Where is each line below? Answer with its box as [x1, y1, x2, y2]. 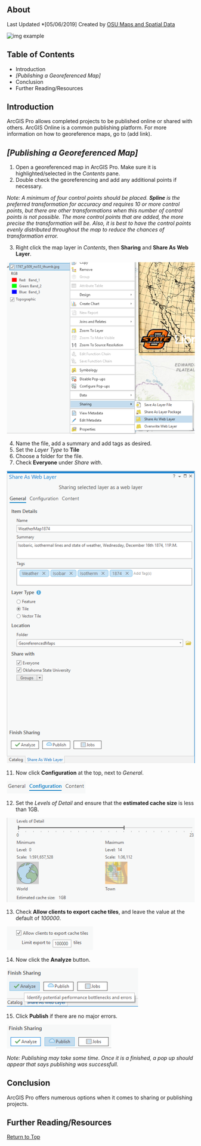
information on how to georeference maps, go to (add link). [7, 130, 152, 138]
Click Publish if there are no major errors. [15, 1012, 118, 1019]
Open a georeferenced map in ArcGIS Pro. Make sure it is [15, 164, 157, 171]
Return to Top [7, 1133, 41, 1141]
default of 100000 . [15, 915, 61, 922]
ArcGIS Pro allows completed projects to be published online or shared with [7, 118, 193, 125]
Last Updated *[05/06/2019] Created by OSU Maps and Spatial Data [7, 20, 175, 28]
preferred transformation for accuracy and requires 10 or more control [7, 200, 180, 208]
